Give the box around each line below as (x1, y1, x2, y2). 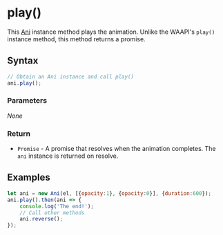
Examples (7, 172, 50, 183)
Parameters (7, 96, 47, 105)
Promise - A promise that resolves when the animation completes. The (17, 145, 216, 153)
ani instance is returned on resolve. (17, 152, 119, 160)
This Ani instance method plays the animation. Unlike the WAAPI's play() (7, 28, 215, 36)
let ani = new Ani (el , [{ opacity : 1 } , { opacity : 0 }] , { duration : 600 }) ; (7, 190, 212, 197)
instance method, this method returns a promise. (7, 34, 146, 43)
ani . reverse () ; (19, 216, 64, 223)
